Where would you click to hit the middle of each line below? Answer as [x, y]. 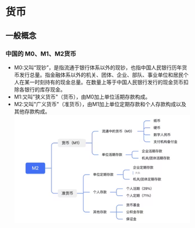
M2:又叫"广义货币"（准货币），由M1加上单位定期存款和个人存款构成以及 [100, 104]
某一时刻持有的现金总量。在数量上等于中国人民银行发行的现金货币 [104, 82]
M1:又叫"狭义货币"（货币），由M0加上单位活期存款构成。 [82, 97]
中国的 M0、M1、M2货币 [41, 53]
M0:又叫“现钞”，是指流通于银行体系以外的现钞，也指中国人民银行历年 [98, 67]
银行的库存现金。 [45, 89]
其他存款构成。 [32, 111]
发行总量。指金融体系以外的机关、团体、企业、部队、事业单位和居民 [101, 74]
